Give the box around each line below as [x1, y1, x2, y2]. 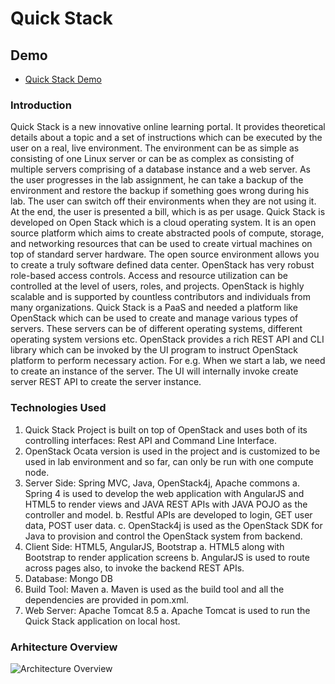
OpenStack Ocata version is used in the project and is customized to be [24, 445, 321, 457]
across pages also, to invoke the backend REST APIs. [24, 562, 245, 574]
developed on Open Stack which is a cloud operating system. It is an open [10, 217, 317, 229]
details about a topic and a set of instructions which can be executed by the [10, 132, 323, 144]
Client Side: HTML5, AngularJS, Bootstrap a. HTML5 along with [24, 540, 285, 552]
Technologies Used [10, 401, 107, 415]
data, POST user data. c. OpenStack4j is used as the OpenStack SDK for [24, 519, 323, 531]
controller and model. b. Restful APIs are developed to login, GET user [24, 508, 313, 521]
